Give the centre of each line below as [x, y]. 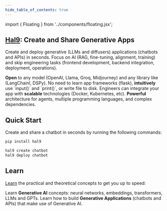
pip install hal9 [23, 142]
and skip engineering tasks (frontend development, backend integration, [80, 63]
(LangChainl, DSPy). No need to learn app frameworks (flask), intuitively [80, 83]
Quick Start [23, 120]
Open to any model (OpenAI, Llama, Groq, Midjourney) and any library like [82, 78]
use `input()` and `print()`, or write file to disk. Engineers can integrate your [82, 88]
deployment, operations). [31, 68]
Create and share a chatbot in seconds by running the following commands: [83, 132]
